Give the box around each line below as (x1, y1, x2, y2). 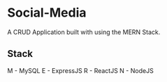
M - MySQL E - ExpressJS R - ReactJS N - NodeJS (7, 66, 154, 74)
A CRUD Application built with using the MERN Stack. (7, 28, 161, 36)
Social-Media (7, 5, 87, 21)
